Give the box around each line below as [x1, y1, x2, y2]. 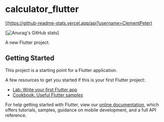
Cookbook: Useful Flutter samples [12, 91, 83, 98]
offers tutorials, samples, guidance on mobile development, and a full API [5, 106, 156, 113]
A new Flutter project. [5, 39, 50, 45]
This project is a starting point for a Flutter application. [5, 67, 117, 73]
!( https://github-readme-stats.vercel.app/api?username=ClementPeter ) [5, 20, 152, 26]
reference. [5, 112, 27, 118]
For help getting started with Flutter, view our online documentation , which [5, 101, 159, 107]
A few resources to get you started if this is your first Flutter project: [5, 76, 145, 83]
